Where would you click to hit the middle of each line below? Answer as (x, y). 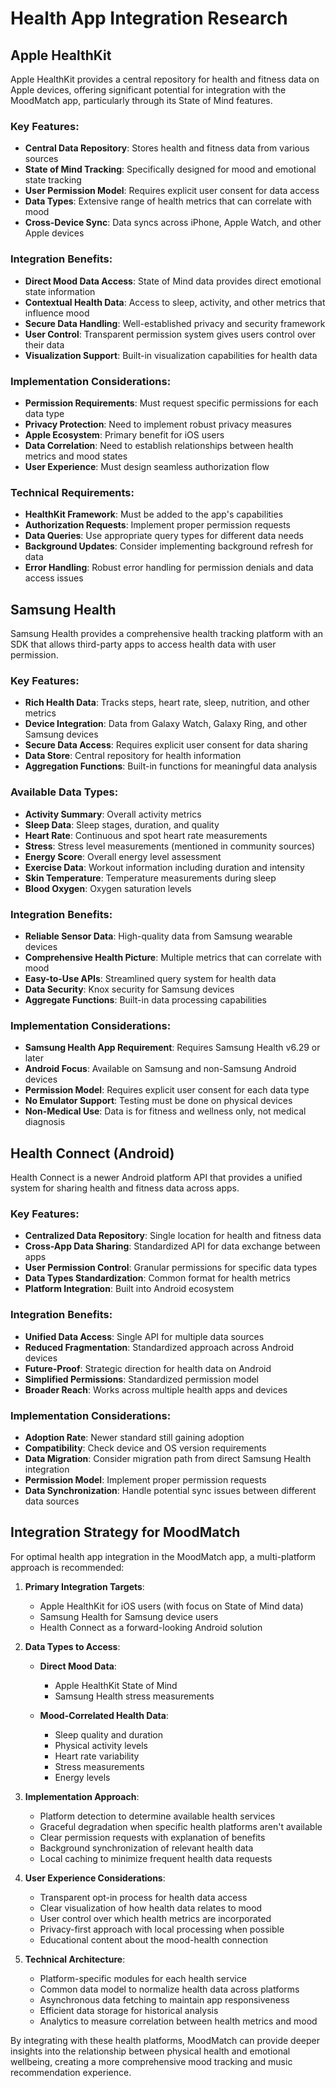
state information (60, 291)
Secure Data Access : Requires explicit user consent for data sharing (166, 745)
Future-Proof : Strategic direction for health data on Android (148, 1368)
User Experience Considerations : (95, 1878)
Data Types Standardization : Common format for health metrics (157, 1278)
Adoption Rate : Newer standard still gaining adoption (134, 1437)
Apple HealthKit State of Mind (116, 1685)
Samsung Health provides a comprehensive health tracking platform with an (167, 633)
